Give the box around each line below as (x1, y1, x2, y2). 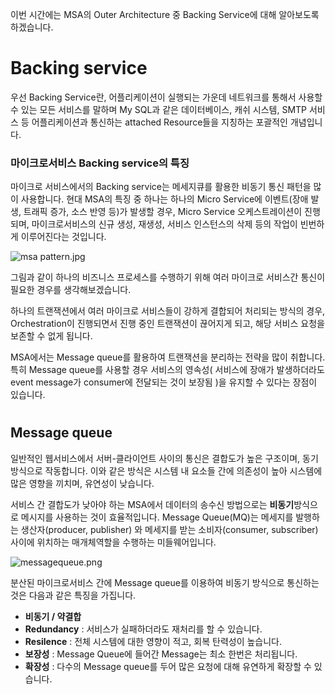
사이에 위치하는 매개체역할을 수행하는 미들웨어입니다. (10, 536, 217, 548)
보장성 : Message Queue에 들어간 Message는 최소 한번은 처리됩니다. (24, 648, 298, 660)
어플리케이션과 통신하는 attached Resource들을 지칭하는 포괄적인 (31, 116, 288, 128)
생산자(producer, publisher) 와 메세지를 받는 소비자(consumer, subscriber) (20, 523, 319, 535)
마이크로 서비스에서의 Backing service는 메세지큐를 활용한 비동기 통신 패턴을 (10, 181, 312, 193)
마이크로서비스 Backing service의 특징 (10, 156, 190, 170)
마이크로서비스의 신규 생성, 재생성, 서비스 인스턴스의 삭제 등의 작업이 (31, 218, 298, 230)
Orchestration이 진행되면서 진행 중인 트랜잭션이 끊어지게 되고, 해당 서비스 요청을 (10, 318, 325, 330)
